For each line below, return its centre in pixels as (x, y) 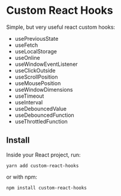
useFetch (26, 45)
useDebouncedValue (41, 108)
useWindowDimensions (44, 89)
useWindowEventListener (46, 64)
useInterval (29, 102)
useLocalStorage (36, 51)
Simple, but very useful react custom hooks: (61, 27)
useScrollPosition (36, 77)
